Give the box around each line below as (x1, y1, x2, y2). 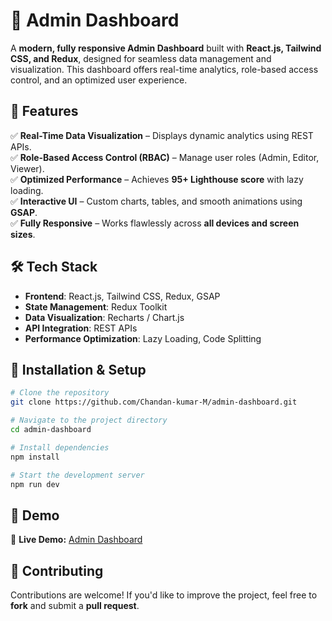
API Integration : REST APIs (24, 322, 138, 334)
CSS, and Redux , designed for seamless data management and (10, 52, 272, 64)
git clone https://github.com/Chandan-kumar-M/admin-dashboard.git (10, 397, 298, 408)
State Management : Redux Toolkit (24, 300, 168, 313)
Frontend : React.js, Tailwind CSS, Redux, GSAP (24, 290, 221, 302)
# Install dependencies (10, 442, 110, 453)
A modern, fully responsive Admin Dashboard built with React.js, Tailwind (10, 42, 322, 54)
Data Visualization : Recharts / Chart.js (24, 311, 185, 323)
